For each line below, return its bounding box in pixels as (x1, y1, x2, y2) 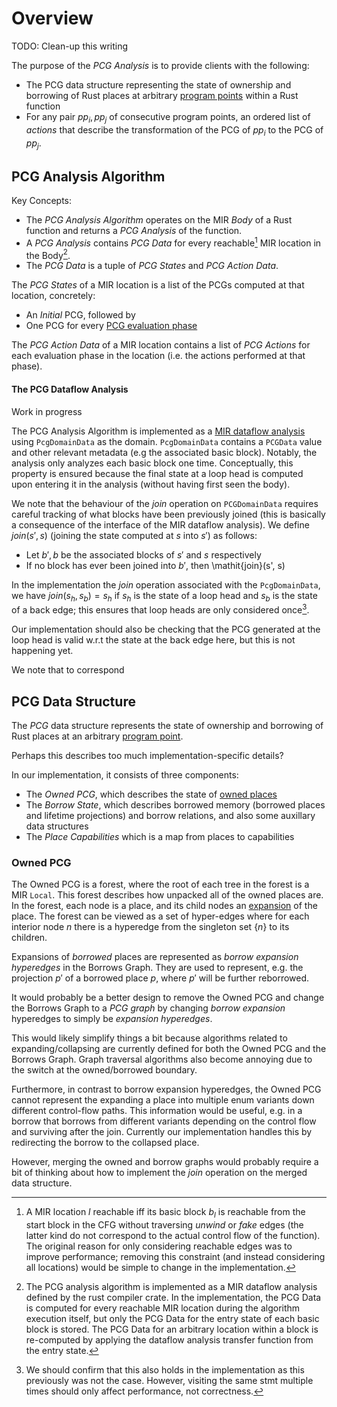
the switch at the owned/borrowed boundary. (11, 1064, 198, 1076)
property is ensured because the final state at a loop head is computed (11, 467, 304, 479)
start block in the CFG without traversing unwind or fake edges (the (25, 1219, 304, 1231)
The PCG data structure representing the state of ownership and (25, 78, 292, 91)
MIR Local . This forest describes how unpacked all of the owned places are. (11, 889, 324, 901)
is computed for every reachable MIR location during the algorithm (25, 1302, 301, 1314)
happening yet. (11, 645, 74, 657)
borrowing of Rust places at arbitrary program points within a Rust (25, 89, 299, 101)
